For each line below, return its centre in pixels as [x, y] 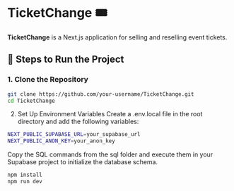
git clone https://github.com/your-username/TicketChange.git [101, 94]
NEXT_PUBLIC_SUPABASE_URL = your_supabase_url [74, 135]
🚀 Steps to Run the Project [66, 60]
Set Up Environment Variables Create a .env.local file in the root [110, 114]
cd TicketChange [31, 101]
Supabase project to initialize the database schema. [82, 162]
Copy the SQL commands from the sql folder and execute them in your [110, 154]
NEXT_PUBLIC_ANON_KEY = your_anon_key [61, 141]
